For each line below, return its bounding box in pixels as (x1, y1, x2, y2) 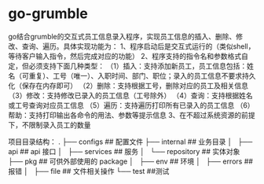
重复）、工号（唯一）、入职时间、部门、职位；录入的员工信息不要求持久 (28, 71, 256, 80)
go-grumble (8, 5, 88, 23)
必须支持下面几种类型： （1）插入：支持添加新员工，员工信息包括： (28, 61, 247, 71)
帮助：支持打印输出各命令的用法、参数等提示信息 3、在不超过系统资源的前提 (8, 110, 255, 120)
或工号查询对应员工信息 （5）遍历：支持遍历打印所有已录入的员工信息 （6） (8, 100, 255, 110)
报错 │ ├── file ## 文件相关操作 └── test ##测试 (8, 166, 170, 175)
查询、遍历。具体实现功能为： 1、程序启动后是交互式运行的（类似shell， (21, 41, 255, 51)
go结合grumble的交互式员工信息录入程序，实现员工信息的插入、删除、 (8, 31, 236, 41)
